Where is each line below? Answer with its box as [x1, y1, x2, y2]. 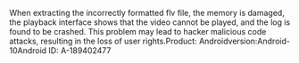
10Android [9, 45, 47, 56]
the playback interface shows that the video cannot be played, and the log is [9, 17, 291, 28]
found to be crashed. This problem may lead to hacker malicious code [9, 27, 267, 36]
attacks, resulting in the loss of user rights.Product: [9, 35, 198, 46]
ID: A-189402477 [48, 45, 112, 56]
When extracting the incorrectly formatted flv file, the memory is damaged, [9, 8, 286, 18]
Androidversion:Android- [199, 35, 290, 46]
